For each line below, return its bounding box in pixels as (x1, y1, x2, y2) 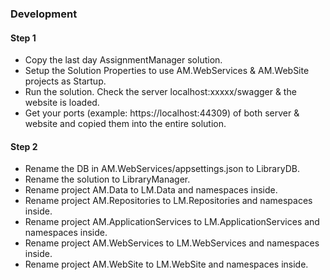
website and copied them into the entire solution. (24, 118, 227, 130)
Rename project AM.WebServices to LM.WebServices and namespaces (24, 237, 320, 249)
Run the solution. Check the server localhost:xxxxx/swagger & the (24, 86, 297, 98)
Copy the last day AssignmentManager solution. (24, 54, 223, 66)
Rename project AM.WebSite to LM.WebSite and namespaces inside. (24, 258, 309, 271)
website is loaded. (24, 97, 100, 109)
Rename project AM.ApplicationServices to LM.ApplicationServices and (24, 216, 320, 228)
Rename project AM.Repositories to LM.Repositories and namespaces (24, 195, 313, 207)
